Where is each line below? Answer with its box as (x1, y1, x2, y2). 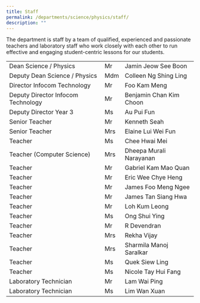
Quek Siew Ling (124, 258, 168, 266)
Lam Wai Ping (124, 277, 163, 286)
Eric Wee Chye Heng (124, 173, 183, 182)
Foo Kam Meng (124, 81, 168, 90)
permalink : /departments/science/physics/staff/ (6, 14, 129, 20)
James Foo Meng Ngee (124, 183, 190, 191)
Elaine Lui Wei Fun (124, 127, 176, 135)
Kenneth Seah (124, 118, 164, 126)
